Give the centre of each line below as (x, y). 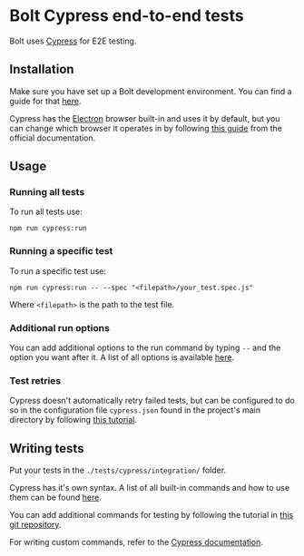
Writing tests (47, 449)
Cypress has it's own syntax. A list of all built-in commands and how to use (150, 488)
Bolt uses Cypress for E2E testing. (73, 41)
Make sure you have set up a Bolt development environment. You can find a (151, 91)
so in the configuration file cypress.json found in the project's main (135, 410)
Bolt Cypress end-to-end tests (127, 16)
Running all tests (47, 192)
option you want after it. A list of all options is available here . (122, 357)
